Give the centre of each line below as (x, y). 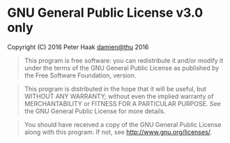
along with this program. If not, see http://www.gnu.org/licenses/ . (118, 132)
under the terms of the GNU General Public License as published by (122, 68)
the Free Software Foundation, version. (80, 75)
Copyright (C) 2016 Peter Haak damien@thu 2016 (78, 47)
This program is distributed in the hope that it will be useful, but (115, 89)
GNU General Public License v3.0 (105, 13)
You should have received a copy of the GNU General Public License (123, 124)
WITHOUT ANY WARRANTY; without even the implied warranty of (119, 96)
